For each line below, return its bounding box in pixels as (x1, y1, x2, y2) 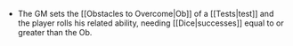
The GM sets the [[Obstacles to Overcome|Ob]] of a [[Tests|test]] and (17, 9, 274, 19)
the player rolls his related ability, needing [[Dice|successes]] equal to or (17, 18, 284, 28)
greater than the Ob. (17, 27, 93, 37)
